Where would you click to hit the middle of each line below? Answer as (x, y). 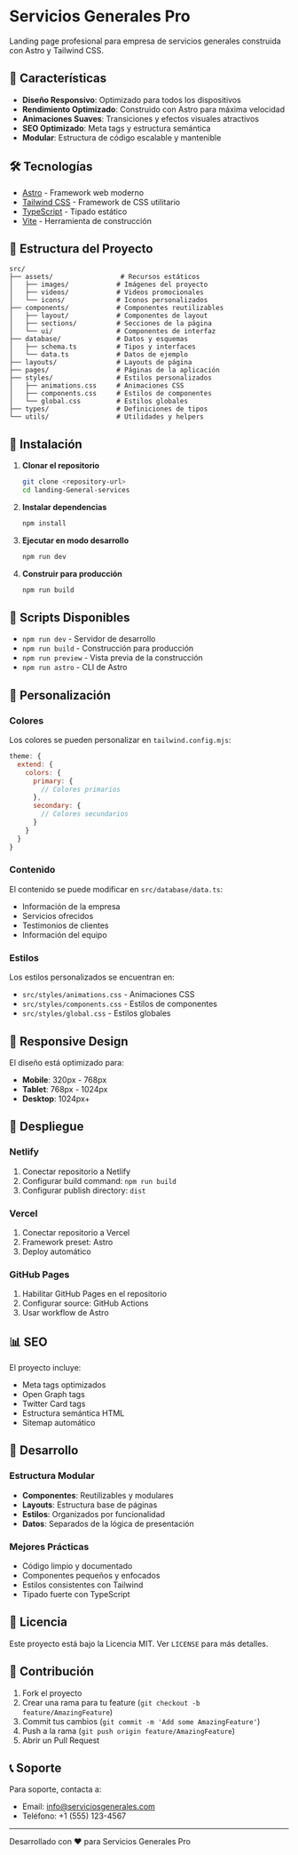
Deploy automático (56, 1251)
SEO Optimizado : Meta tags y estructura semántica (116, 128)
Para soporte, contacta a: (55, 1789)
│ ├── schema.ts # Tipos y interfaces (103, 347)
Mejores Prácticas (49, 1547)
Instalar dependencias (64, 507)
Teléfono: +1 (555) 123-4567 (74, 1816)
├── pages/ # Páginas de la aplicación (114, 371)
